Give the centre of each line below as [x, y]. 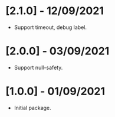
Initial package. [32, 108]
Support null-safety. [38, 67]
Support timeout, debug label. [50, 27]
